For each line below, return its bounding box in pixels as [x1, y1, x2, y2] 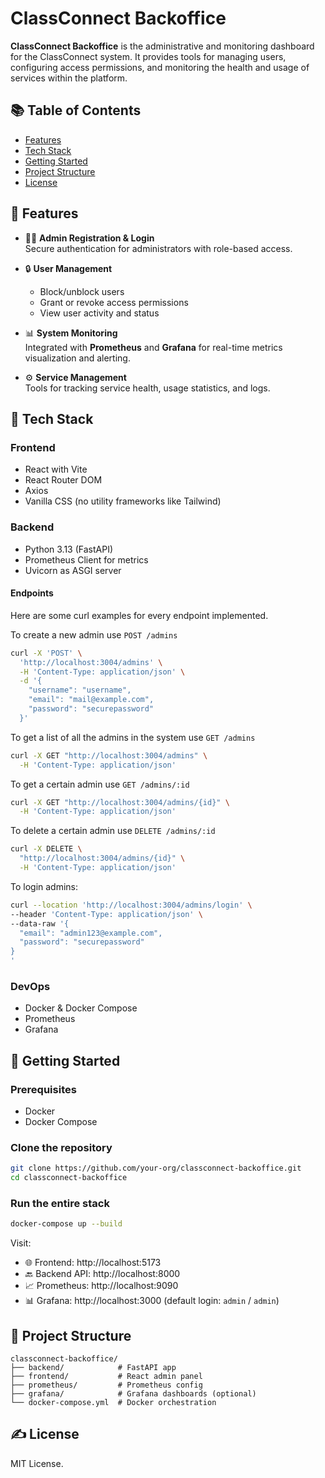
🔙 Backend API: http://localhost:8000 [24, 1268, 181, 1280]
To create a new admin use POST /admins [10, 628, 178, 641]
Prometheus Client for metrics [24, 553, 149, 566]
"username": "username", [28, 685, 132, 696]
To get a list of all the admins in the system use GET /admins [10, 731, 256, 743]
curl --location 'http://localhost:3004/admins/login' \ [10, 900, 253, 910]
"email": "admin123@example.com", [19, 928, 163, 938]
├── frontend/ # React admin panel [10, 1372, 203, 1382]
